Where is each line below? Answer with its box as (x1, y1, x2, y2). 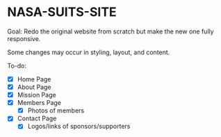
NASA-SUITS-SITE (7, 4, 117, 20)
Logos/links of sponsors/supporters (27, 122, 131, 131)
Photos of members (27, 106, 85, 115)
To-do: (7, 61, 26, 70)
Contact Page (17, 114, 57, 122)
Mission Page (17, 91, 57, 99)
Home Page (17, 74, 51, 83)
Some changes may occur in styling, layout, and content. (7, 48, 170, 56)
